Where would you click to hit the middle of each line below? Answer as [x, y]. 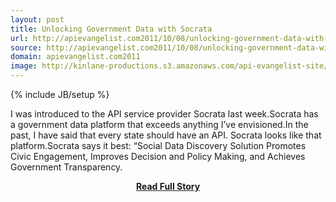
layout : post [37, 19]
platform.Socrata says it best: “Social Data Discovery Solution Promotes [158, 145]
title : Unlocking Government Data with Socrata [111, 29]
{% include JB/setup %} [60, 94]
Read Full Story [168, 186]
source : [26, 47]
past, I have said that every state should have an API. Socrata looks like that [166, 135]
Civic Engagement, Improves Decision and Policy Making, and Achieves [158, 156]
